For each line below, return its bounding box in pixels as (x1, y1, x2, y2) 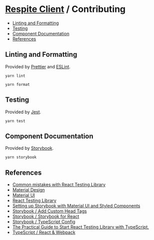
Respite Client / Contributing (5, 3, 126, 15)
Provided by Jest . (5, 109, 41, 115)
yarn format (5, 82, 30, 87)
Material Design (12, 187, 45, 193)
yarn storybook (5, 155, 37, 160)
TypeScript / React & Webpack (12, 230, 76, 236)
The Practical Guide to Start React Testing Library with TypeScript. (12, 224, 150, 230)
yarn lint (5, 73, 26, 78)
